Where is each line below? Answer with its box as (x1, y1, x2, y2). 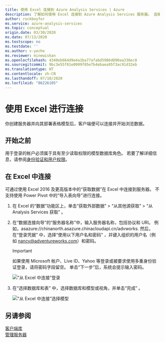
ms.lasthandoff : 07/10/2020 (5, 76, 63, 81)
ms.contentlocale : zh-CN (5, 71, 56, 76)
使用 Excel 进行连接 (5, 103, 83, 114)
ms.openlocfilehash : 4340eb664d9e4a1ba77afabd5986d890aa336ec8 (5, 58, 137, 63)
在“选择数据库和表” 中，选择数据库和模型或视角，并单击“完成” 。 (12, 285, 143, 291)
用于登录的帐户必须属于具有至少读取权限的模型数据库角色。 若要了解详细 (5, 150, 153, 156)
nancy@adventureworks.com (18, 238, 78, 244)
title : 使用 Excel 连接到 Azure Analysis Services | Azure (5, 7, 125, 12)
